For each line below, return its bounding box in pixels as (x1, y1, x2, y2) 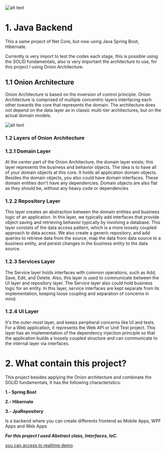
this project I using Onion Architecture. (5, 63, 84, 69)
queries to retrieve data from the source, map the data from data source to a (5, 235, 161, 241)
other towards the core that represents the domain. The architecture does (5, 102, 156, 108)
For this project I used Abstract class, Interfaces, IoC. (5, 433, 118, 439)
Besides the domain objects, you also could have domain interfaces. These (5, 174, 159, 180)
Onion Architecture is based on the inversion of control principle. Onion (5, 91, 151, 97)
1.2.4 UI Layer (5, 308, 39, 315)
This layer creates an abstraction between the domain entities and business (5, 209, 160, 215)
